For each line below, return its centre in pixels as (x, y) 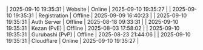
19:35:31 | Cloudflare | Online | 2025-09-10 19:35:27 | (73, 41)
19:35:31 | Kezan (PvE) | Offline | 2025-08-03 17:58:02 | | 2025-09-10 (93, 28)
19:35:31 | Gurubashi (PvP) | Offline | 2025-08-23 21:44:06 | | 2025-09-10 (98, 35)
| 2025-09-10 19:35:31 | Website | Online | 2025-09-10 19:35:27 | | (89, 9)
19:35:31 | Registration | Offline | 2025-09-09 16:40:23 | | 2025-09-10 (100, 15)
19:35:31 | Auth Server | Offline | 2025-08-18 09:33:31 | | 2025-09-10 (92, 22)
